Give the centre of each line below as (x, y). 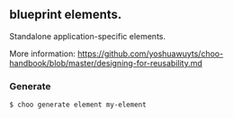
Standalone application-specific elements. (88, 36)
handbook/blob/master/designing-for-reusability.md (106, 63)
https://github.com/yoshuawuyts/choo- (151, 54)
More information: (43, 54)
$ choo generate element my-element (78, 105)
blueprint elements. (66, 15)
